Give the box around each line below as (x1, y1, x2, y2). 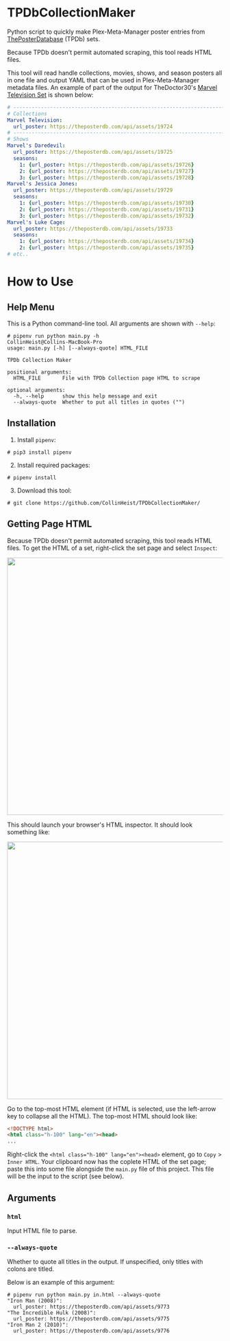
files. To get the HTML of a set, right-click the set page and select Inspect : (7, 544, 218, 552)
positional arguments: (7, 369, 72, 376)
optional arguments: (7, 387, 66, 393)
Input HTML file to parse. (7, 1226, 77, 1235)
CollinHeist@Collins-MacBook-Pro (7, 339, 103, 345)
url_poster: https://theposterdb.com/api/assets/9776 (13, 1327, 170, 1335)
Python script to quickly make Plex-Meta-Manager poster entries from (7, 27, 205, 36)
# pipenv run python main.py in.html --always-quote (7, 1292, 161, 1298)
